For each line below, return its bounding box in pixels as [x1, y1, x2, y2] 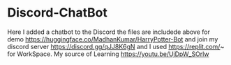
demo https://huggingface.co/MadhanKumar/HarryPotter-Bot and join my [7, 35, 218, 43]
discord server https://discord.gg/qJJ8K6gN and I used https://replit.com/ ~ [7, 42, 225, 50]
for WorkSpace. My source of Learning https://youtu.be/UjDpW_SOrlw [7, 50, 209, 58]
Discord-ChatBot [7, 5, 108, 21]
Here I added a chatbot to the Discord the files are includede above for [7, 28, 211, 36]
